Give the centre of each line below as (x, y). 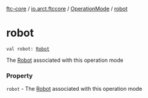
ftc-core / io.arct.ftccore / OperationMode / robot (67, 9)
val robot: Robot (28, 49)
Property (20, 76)
